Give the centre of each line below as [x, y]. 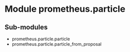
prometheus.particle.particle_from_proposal [57, 44]
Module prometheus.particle [65, 9]
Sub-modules [26, 27]
